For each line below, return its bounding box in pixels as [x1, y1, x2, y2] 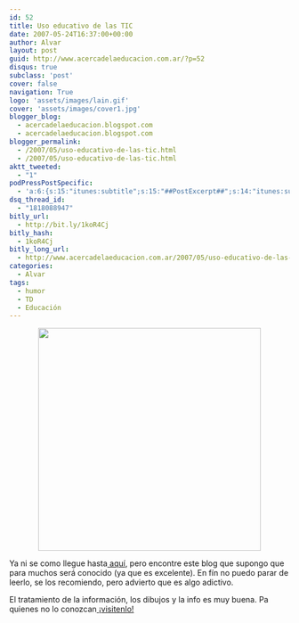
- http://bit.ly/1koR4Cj [17, 220, 109, 229]
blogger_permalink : [9, 137, 82, 146]
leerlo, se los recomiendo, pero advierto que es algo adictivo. [9, 577, 234, 588]
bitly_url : [9, 211, 50, 221]
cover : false [9, 79, 58, 88]
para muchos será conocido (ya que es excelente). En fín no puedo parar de [9, 568, 289, 578]
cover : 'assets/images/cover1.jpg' [9, 104, 141, 113]
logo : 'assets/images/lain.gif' [9, 95, 129, 105]
